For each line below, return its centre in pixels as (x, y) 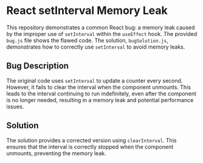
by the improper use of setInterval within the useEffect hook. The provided (102, 33)
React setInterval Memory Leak (87, 11)
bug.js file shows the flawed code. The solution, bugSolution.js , (87, 40)
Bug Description (37, 66)
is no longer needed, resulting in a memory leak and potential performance (100, 100)
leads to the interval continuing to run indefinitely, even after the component (101, 93)
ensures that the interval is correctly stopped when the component (90, 147)
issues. (15, 106)
